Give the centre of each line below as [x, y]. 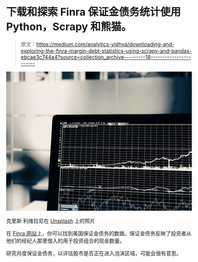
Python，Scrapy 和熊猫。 [69, 27]
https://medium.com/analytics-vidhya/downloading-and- [105, 44]
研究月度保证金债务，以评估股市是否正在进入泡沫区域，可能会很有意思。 [94, 253]
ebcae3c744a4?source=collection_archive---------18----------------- [106, 57]
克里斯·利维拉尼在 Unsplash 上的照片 [51, 221]
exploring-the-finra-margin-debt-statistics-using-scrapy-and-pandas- [106, 51]
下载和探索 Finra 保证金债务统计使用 [93, 12]
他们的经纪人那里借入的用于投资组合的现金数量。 [65, 241]
